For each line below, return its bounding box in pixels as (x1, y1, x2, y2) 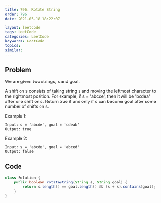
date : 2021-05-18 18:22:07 (5, 16, 60, 21)
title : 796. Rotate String (5, 7, 60, 12)
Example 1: (5, 113, 27, 119)
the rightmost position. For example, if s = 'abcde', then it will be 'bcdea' (5, 93, 150, 99)
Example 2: (5, 135, 28, 142)
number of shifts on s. (5, 103, 49, 110)
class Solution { (5, 175, 40, 181)
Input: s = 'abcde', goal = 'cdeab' (5, 122, 80, 127)
